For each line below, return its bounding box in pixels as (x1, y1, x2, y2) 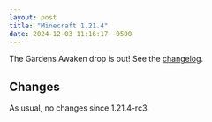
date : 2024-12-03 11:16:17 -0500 (9, 29, 132, 38)
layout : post (9, 12, 57, 22)
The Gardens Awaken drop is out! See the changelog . (9, 54, 204, 65)
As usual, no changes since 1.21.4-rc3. (9, 103, 150, 113)
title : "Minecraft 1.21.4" (9, 21, 109, 30)
